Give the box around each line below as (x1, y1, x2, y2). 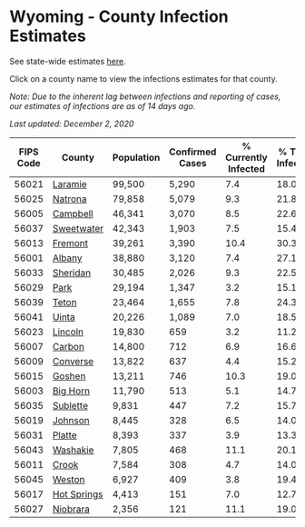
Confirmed (169, 145, 217, 158)
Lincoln (52, 325, 84, 338)
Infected (228, 162, 265, 174)
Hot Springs (52, 488, 103, 501)
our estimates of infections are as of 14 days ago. (9, 100, 196, 111)
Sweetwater (52, 222, 104, 234)
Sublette (52, 399, 89, 412)
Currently (225, 151, 268, 164)
